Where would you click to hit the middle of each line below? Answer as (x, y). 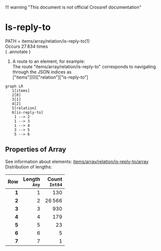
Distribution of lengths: (29, 167)
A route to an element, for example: (49, 61)
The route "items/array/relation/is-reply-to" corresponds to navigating (84, 66)
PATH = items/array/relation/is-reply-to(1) (48, 41)
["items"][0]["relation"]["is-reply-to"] (50, 77)
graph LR (14, 86)
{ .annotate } (18, 51)
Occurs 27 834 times (27, 46)
